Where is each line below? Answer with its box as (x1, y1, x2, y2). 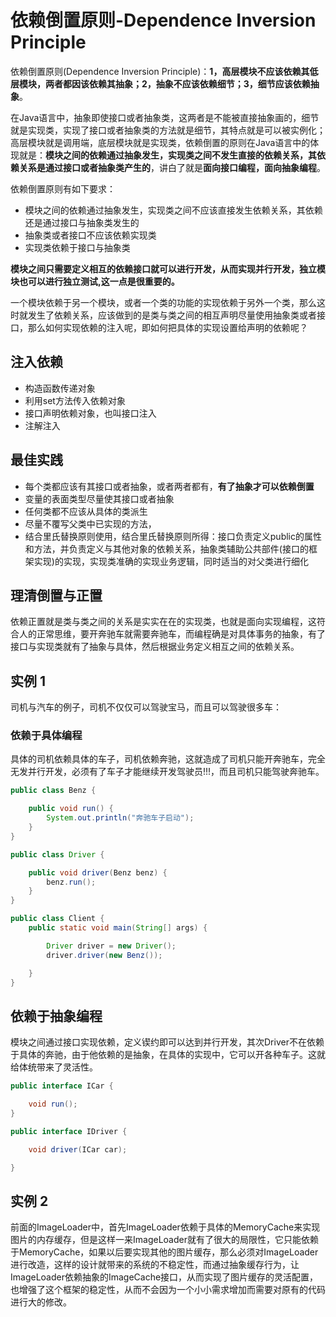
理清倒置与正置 (10, 587, 103, 604)
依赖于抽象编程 (10, 1007, 103, 1025)
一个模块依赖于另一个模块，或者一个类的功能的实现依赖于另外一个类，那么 (10, 296, 317, 308)
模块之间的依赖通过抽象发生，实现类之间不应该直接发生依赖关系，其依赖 (24, 204, 323, 216)
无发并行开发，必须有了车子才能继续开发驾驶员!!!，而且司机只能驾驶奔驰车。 (10, 766, 325, 778)
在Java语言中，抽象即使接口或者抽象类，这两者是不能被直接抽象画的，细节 (10, 111, 320, 123)
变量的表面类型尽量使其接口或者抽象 (24, 492, 175, 505)
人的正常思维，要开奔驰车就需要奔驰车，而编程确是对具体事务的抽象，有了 (18, 628, 326, 640)
